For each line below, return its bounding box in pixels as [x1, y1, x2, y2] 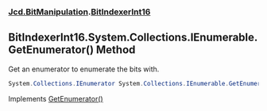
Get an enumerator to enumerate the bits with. [8, 64, 160, 74]
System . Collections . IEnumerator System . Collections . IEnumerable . [8, 79, 229, 87]
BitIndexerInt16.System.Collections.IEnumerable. [8, 31, 258, 44]
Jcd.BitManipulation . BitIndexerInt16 [8, 6, 151, 17]
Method [95, 43, 136, 57]
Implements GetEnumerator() [8, 94, 103, 103]
